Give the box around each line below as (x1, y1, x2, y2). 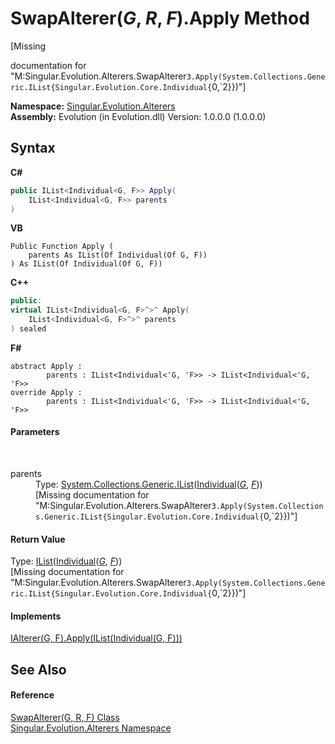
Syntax (10, 140, 56, 157)
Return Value (10, 533, 66, 545)
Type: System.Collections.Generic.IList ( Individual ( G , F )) (35, 478, 263, 491)
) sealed (10, 324, 47, 334)
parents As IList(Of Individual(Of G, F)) (28, 250, 208, 261)
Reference (10, 689, 55, 701)
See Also (10, 661, 67, 678)
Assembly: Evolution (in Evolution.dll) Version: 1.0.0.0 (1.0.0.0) (10, 110, 267, 122)
